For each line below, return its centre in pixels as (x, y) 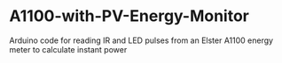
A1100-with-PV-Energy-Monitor (129, 16)
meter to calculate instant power (68, 49)
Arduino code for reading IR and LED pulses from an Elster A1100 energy (141, 40)
